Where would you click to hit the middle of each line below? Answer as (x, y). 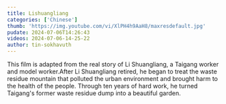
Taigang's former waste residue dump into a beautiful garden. (94, 93)
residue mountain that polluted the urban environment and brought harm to (113, 79)
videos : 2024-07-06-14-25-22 (48, 39)
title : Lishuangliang (38, 13)
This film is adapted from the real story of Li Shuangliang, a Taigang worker (113, 64)
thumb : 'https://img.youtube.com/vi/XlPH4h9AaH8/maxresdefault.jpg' (107, 26)
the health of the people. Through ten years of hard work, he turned (102, 86)
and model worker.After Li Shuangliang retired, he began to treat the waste (112, 71)
